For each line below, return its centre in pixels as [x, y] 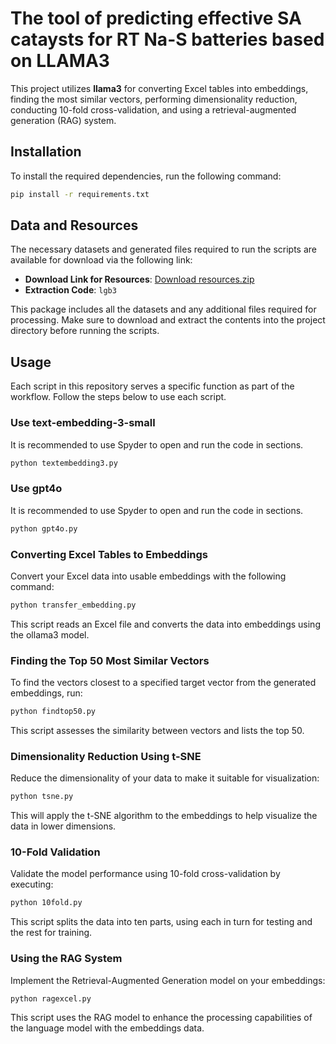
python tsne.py [42, 797]
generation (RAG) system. [63, 120]
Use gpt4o [36, 489]
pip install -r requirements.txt [80, 194]
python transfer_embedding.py [73, 605]
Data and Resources [74, 225]
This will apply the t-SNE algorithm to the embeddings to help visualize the [164, 816]
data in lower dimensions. [63, 826]
